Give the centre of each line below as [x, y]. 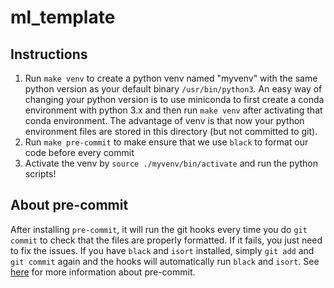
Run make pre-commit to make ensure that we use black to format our [166, 142]
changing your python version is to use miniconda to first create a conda [174, 99]
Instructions [49, 54]
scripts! [40, 174]
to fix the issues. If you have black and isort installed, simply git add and [162, 250]
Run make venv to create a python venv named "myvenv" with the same [171, 78]
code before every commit [79, 152]
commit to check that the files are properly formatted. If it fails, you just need [166, 240]
